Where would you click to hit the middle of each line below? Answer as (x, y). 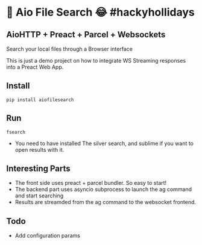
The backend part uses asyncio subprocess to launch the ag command (103, 190)
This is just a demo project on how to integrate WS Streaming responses (96, 60)
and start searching (39, 196)
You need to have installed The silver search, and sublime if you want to (104, 143)
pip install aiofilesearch (40, 100)
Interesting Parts (38, 169)
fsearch (16, 132)
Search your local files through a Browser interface (69, 49)
